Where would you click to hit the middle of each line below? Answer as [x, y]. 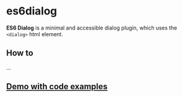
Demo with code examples [57, 86]
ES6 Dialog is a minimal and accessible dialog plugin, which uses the [92, 28]
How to [20, 53]
